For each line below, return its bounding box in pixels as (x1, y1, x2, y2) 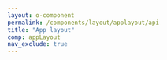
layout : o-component (7, 11, 76, 19)
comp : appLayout (7, 33, 61, 41)
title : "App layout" (7, 26, 76, 34)
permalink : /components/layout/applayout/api (7, 19, 159, 26)
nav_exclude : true (7, 41, 68, 48)
